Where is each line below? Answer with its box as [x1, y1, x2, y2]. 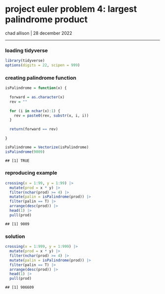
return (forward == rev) [9, 127, 58, 132]
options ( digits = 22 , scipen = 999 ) [5, 63, 80, 68]
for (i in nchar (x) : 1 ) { [9, 108, 60, 114]
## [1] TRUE [5, 158, 29, 163]
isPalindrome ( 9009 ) [5, 149, 45, 154]
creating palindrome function [5, 74, 77, 81]
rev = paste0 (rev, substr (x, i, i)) [14, 113, 89, 118]
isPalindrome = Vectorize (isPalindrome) [5, 145, 89, 149]
